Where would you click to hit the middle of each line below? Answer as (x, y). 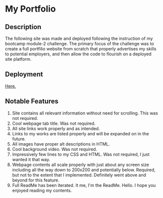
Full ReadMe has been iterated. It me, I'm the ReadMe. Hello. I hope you (84, 185)
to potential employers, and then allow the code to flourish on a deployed (78, 54)
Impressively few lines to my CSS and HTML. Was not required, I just (81, 154)
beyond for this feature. (36, 180)
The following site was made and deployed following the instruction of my (79, 38)
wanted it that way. (31, 159)
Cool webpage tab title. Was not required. (54, 123)
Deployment (24, 74)
